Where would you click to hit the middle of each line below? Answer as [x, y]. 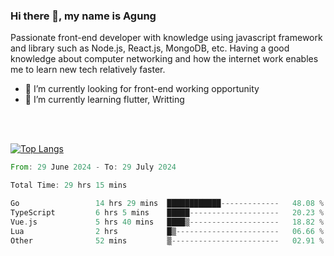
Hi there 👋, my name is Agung [83, 16]
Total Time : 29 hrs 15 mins [69, 185]
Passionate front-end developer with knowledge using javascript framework [166, 38]
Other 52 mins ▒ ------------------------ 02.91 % [167, 240]
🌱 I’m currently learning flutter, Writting [104, 100]
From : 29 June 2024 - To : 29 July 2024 [93, 167]
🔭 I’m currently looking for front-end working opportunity [142, 89]
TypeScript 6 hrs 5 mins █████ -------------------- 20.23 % [167, 212]
